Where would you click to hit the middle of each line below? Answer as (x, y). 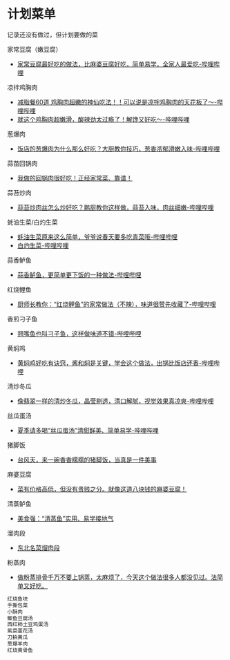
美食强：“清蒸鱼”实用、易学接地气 (65, 518)
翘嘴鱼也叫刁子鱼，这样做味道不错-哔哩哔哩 (79, 333)
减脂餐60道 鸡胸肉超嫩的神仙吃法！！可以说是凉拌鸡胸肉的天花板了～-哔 (120, 102)
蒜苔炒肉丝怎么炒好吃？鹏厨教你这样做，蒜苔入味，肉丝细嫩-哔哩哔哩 (115, 207)
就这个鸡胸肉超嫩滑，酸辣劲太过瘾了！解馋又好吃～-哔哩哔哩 (103, 119)
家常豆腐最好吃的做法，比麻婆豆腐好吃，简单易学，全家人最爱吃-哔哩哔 (118, 64)
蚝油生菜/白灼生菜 (33, 222)
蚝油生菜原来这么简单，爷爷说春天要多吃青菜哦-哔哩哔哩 (97, 236)
